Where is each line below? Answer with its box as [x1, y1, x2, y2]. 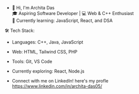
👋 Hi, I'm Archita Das [11, 5, 55, 10]
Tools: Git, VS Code [11, 58, 52, 64]
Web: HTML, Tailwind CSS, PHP [11, 49, 78, 54]
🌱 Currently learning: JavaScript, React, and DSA [11, 17, 113, 23]
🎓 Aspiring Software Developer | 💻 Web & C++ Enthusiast [11, 10, 134, 16]
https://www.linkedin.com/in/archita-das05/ [11, 83, 102, 89]
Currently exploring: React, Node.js [11, 68, 84, 74]
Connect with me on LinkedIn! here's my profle [11, 78, 108, 83]
